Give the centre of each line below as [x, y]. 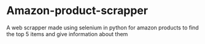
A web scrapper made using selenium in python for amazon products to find [103, 28]
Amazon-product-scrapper [77, 11]
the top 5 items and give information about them [67, 34]
